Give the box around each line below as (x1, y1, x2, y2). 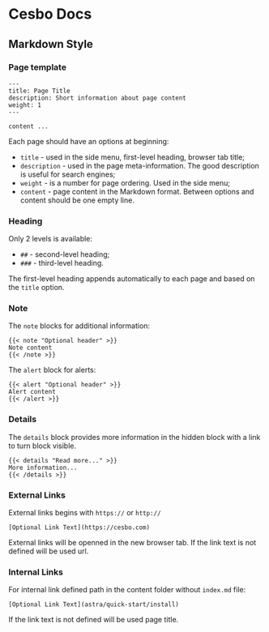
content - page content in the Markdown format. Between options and (19, 186, 254, 196)
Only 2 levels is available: (8, 234, 93, 244)
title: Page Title (8, 87, 70, 95)
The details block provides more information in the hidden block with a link (8, 432, 261, 442)
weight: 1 (8, 100, 42, 109)
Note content (8, 344, 53, 352)
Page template (8, 62, 67, 73)
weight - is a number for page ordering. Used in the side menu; (19, 177, 231, 187)
